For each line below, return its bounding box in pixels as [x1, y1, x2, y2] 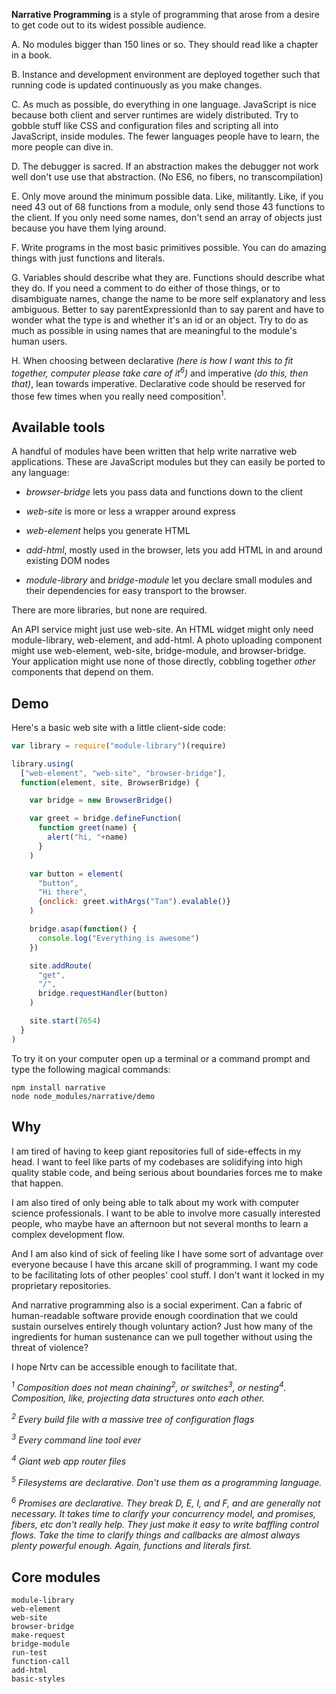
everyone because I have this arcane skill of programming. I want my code [11, 1258, 319, 1270]
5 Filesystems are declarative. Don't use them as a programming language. [11, 1475, 323, 1488]
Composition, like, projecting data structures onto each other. [11, 1392, 265, 1404]
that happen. [11, 1177, 64, 1189]
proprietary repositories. [11, 1279, 112, 1291]
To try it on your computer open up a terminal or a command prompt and [11, 1052, 311, 1064]
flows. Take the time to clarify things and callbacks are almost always [11, 1529, 301, 1541]
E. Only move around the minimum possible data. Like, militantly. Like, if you [11, 190, 324, 202]
